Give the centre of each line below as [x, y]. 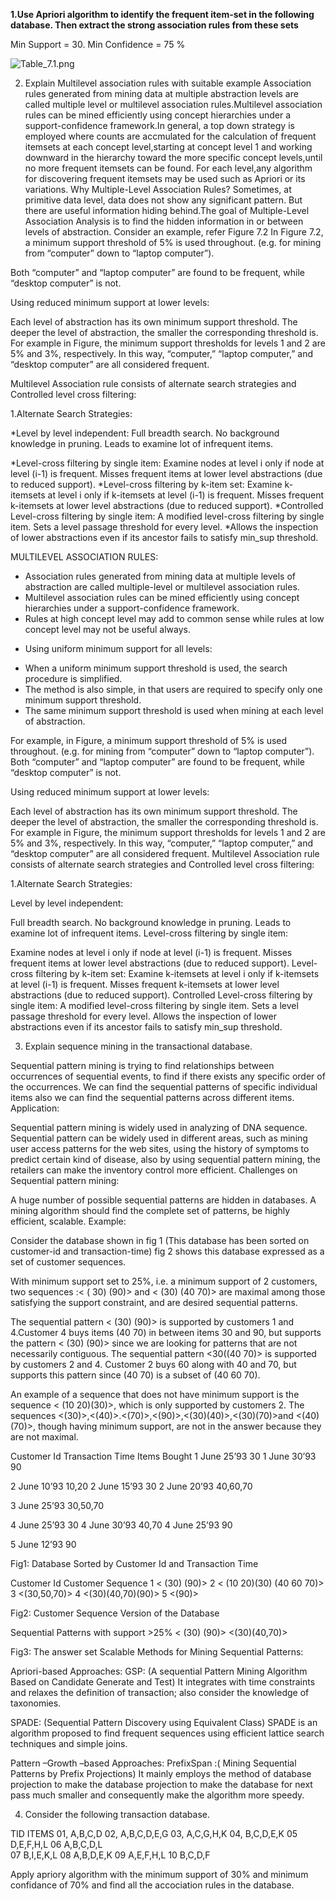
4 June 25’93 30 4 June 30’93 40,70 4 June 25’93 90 [121, 1525]
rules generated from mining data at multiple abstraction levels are [161, 93]
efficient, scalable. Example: [68, 1221]
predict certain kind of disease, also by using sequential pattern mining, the [165, 1159]
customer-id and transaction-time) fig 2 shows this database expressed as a [167, 1251]
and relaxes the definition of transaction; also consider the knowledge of [160, 1692]
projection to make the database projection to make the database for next [161, 1784]
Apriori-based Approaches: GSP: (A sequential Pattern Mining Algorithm [159, 1671]
